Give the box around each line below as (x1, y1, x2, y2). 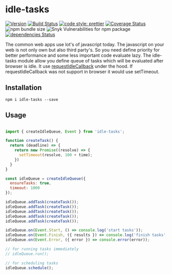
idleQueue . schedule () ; (5, 265, 54, 270)
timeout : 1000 (10, 185, 40, 191)
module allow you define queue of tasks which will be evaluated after (17, 57, 164, 64)
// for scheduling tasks (5, 260, 58, 266)
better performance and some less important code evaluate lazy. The (5, 52, 152, 58)
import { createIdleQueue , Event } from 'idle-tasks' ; (5, 129, 125, 134)
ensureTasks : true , (10, 181, 52, 186)
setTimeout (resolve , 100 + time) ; (18, 153, 93, 158)
